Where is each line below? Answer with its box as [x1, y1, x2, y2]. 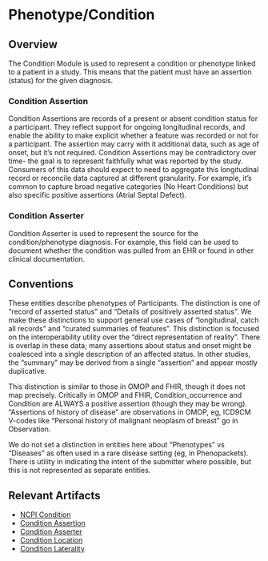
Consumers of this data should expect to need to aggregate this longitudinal [8, 165, 259, 174]
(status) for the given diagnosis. [8, 76, 114, 85]
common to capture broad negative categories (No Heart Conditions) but [8, 182, 249, 191]
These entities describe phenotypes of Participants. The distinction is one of [8, 299, 261, 308]
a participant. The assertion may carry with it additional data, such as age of [8, 139, 260, 149]
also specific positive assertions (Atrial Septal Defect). [8, 190, 187, 200]
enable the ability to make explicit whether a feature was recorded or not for [8, 130, 259, 141]
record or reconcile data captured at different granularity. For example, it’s [8, 174, 252, 183]
